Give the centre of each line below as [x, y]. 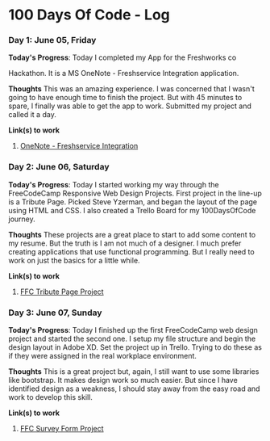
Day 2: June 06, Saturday [59, 167]
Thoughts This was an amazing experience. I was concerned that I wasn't [132, 89]
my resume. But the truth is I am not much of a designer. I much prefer [125, 243]
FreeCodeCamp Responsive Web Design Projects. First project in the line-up [135, 193]
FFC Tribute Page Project [62, 292]
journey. [22, 219]
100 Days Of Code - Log [89, 15]
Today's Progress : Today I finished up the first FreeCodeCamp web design [133, 330]
